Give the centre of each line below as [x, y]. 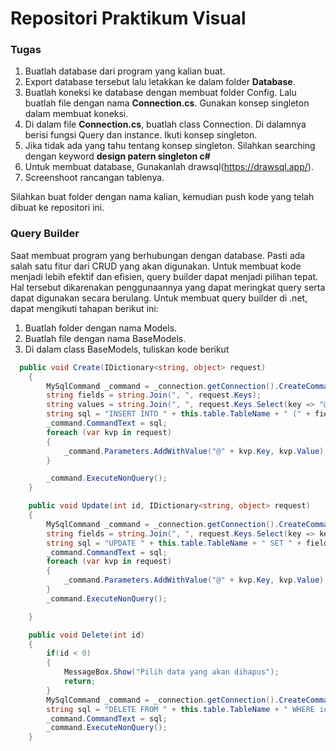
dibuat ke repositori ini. [57, 208]
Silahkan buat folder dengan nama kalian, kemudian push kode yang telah [162, 197]
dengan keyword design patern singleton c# [117, 156]
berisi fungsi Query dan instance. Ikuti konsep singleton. [141, 135]
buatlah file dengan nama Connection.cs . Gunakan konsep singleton [167, 103]
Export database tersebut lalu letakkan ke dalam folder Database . [160, 82]
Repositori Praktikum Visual [128, 18]
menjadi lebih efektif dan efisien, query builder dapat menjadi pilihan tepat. [164, 276]
